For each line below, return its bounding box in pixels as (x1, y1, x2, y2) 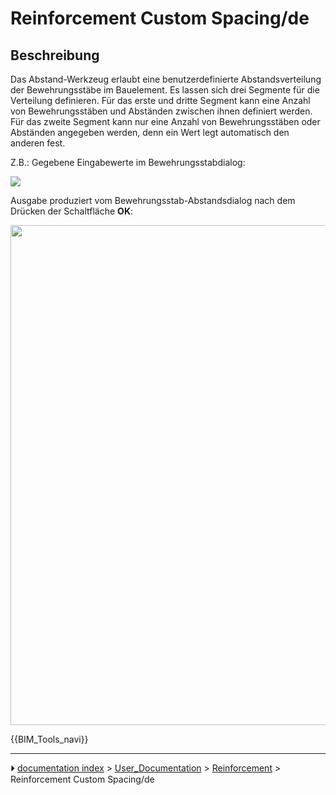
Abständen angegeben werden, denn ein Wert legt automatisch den (10, 127, 290, 138)
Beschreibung (10, 47, 100, 64)
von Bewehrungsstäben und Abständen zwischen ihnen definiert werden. (10, 105, 313, 117)
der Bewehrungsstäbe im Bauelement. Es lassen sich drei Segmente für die (10, 84, 320, 96)
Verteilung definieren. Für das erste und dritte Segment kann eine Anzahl (10, 95, 311, 106)
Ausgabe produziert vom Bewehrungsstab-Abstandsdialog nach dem (10, 195, 296, 206)
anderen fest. (10, 137, 66, 149)
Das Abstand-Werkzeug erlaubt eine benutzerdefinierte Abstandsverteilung (10, 73, 322, 85)
